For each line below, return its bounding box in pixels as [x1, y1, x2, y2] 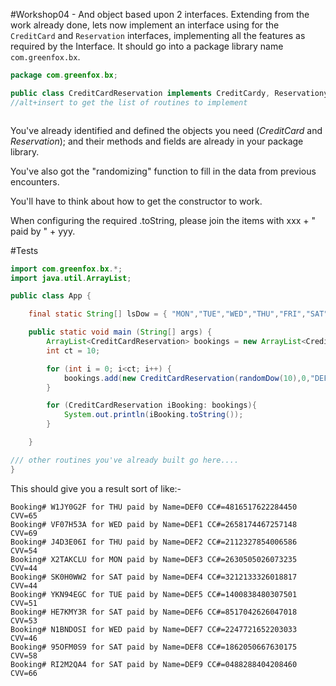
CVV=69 [10, 528, 38, 538]
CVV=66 [10, 668, 38, 678]
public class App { [10, 291, 92, 301]
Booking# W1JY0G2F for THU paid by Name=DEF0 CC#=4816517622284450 [10, 502, 298, 512]
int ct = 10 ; [46, 345, 101, 356]
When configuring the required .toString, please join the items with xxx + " [10, 214, 317, 226]
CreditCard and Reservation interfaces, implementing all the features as [10, 30, 306, 41]
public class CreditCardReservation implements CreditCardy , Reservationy [10, 88, 329, 98]
